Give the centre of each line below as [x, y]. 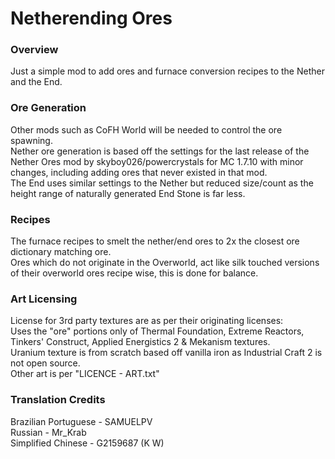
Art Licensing [44, 299]
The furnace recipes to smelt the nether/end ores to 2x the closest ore [155, 241]
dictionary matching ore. [61, 252]
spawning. [31, 140]
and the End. [36, 82]
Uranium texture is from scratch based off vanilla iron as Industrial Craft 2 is [166, 353]
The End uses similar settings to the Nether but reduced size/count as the [162, 183]
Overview [34, 50]
